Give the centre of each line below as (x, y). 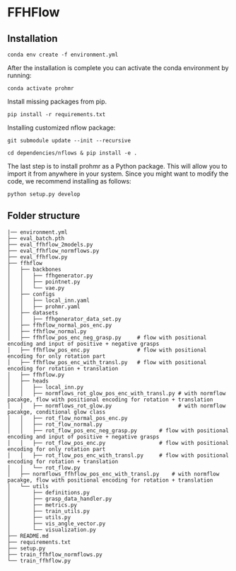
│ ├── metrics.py (42, 505)
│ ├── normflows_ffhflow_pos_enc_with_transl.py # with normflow (113, 474)
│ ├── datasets (33, 312)
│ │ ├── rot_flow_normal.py (55, 424)
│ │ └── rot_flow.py (44, 468)
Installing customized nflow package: (61, 128)
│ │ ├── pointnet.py (44, 282)
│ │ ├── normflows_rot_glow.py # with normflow (117, 406)
